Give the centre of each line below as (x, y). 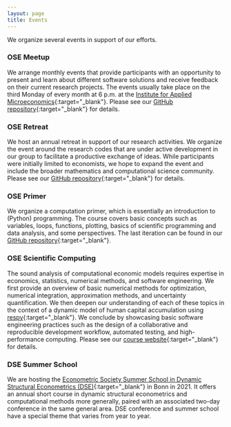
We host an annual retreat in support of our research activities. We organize (115, 142)
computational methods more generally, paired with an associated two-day (114, 401)
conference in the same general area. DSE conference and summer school (113, 408)
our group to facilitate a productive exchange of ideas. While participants (111, 156)
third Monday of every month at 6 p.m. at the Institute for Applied (99, 94)
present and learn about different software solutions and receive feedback (113, 79)
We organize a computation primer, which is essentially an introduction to (111, 211)
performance (26, 339)
